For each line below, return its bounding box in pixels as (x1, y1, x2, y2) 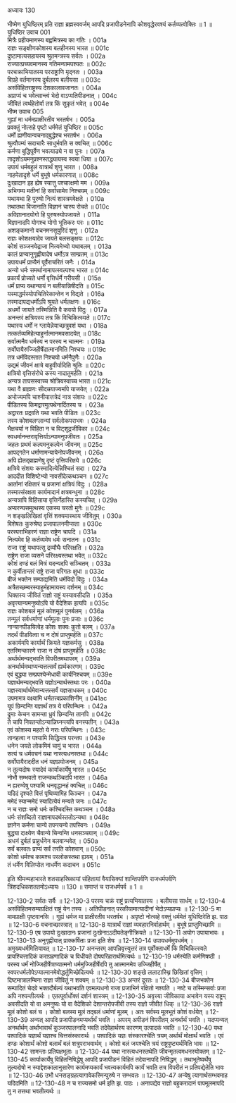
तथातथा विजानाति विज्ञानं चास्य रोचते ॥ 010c (7, 202, 110, 211)
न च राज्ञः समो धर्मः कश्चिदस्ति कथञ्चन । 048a (7, 805, 116, 813)
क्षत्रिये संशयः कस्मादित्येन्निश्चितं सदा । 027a (7, 464, 107, 472)
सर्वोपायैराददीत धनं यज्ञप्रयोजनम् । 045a (7, 758, 98, 765)
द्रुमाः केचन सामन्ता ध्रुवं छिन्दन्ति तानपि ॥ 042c (7, 710, 112, 718)
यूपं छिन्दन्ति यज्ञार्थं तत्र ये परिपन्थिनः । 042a (7, 702, 107, 710)
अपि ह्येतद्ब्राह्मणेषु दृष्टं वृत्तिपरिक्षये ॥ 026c (7, 456, 102, 464)
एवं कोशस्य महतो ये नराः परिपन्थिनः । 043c (7, 726, 106, 734)
